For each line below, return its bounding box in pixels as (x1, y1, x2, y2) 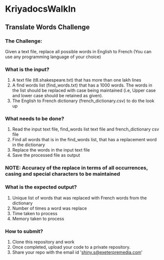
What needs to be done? (5, 115, 65, 122)
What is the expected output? (5, 184, 77, 191)
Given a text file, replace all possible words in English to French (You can (5, 48, 152, 54)
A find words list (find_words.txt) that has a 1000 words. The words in (12, 82, 153, 88)
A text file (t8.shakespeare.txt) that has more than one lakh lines (12, 77, 141, 83)
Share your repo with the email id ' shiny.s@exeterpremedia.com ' (12, 249, 143, 255)
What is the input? (5, 66, 50, 73)
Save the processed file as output (12, 152, 80, 158)
